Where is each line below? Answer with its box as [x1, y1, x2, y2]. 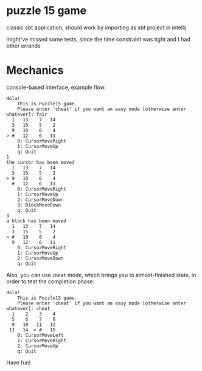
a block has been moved [6, 217, 67, 224]
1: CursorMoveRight [17, 337, 67, 344]
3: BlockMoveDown [17, 202, 61, 208]
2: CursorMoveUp [17, 342, 59, 349]
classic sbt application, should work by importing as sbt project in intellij [6, 24, 187, 31]
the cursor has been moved [6, 159, 75, 165]
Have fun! [6, 359, 31, 366]
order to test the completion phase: [6, 278, 95, 285]
